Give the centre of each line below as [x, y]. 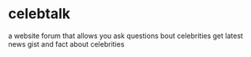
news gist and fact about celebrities [66, 44]
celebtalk [39, 14]
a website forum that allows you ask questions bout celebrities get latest [126, 36]
